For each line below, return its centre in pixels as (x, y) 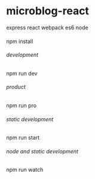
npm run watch (25, 170)
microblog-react (48, 11)
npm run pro (22, 105)
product (16, 87)
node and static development (42, 151)
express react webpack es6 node (47, 27)
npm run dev (22, 73)
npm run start (23, 138)
